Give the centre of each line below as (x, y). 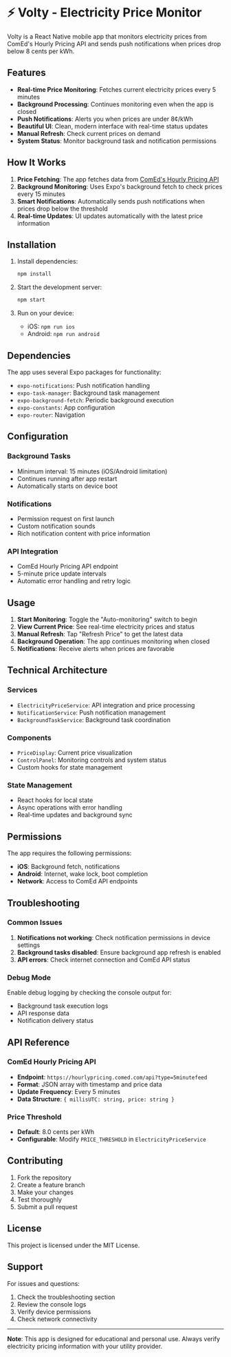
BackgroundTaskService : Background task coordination (93, 720)
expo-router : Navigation (51, 415)
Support (25, 1267)
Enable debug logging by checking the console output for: (89, 993)
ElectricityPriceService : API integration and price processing (106, 705)
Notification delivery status (55, 1021)
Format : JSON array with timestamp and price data (90, 1084)
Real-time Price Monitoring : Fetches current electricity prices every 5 (117, 89)
